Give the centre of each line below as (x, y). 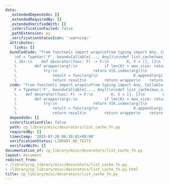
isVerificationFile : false (38, 122)
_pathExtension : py (30, 33)
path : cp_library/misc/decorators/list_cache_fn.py (65, 127)
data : (11, 10)
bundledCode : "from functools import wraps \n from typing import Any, (84, 52)
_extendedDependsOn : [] (34, 15)
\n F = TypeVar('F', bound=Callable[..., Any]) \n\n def (72, 57)
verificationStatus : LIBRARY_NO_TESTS (51, 141)
